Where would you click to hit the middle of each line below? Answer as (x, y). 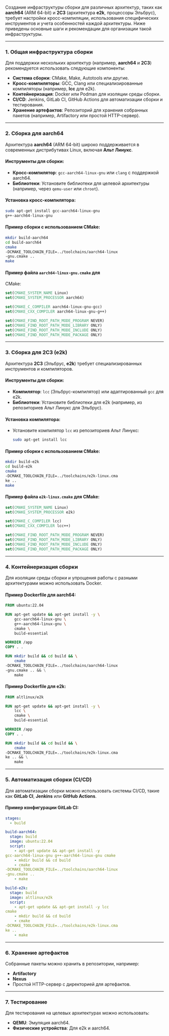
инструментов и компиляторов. (39, 369)
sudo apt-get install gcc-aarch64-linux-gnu (53, 211)
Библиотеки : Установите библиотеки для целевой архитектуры (81, 183)
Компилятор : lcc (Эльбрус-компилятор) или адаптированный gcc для (88, 391)
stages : (13, 818)
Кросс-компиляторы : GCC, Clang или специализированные (78, 83)
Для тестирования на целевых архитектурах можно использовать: (77, 1013)
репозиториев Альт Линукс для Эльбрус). (58, 407)
